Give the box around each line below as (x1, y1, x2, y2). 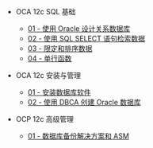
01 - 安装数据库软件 (27, 88, 91, 97)
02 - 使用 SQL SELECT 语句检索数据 (27, 34, 145, 43)
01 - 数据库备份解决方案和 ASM (27, 131, 129, 141)
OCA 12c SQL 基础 (15, 7, 76, 16)
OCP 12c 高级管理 (15, 115, 74, 123)
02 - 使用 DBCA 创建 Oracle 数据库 (27, 98, 141, 107)
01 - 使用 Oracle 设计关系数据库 (27, 24, 131, 33)
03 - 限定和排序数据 (27, 44, 93, 53)
